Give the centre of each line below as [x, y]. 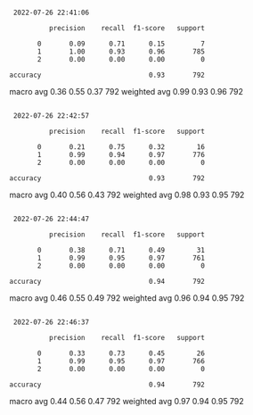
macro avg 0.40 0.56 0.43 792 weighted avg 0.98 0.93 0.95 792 [127, 195]
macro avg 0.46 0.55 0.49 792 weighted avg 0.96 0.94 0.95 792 [127, 298]
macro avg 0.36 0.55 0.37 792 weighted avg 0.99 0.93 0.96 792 [126, 91]
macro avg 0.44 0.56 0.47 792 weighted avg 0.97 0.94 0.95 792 [127, 401]
